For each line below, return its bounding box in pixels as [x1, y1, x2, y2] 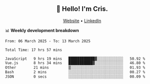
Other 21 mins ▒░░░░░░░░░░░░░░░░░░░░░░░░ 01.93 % [5, 65, 146, 70]
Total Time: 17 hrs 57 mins [5, 47, 63, 52]
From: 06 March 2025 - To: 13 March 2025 [5, 38, 91, 44]
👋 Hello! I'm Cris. [56, 5, 108, 13]
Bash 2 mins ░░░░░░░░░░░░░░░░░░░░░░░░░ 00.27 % [5, 70, 146, 75]
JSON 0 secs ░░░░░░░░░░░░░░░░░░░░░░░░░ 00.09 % [5, 74, 146, 79]
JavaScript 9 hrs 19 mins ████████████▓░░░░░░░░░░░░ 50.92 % [5, 56, 146, 61]
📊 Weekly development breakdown [5, 27, 79, 33]
